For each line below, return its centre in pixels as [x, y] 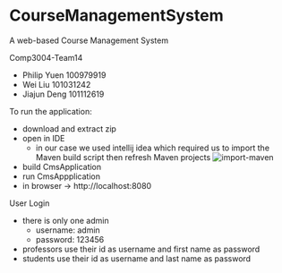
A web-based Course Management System [89, 40]
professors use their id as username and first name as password [141, 249]
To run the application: [51, 111]
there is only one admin [65, 220]
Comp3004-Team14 [46, 57]
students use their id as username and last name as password [137, 258]
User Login [30, 203]
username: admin [68, 230]
